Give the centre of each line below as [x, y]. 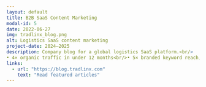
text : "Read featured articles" [59, 75]
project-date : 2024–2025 [38, 47]
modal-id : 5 [21, 23]
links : [15, 63]
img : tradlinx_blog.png [37, 35]
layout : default [27, 12]
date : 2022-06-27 [29, 29]
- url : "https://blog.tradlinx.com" [59, 69]
